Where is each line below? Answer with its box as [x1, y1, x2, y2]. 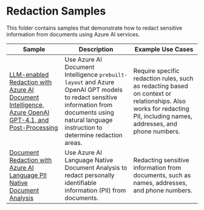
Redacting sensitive [133, 156, 189, 164]
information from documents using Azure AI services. [6, 30, 140, 38]
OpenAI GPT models [64, 85, 123, 94]
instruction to [64, 123, 103, 131]
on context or [133, 89, 172, 97]
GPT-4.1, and [9, 116, 49, 124]
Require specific [133, 67, 180, 75]
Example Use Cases [134, 45, 194, 53]
